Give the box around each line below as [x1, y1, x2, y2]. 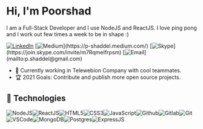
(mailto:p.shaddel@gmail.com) [6, 55, 83, 62]
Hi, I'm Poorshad [6, 4, 92, 18]
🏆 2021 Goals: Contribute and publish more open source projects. [15, 74, 181, 81]
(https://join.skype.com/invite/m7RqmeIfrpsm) [6, 48, 122, 55]
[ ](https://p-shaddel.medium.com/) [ [35, 42, 152, 49]
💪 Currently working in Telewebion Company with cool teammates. [15, 66, 182, 74]
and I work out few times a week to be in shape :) [6, 30, 129, 37]
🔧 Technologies [6, 93, 66, 104]
